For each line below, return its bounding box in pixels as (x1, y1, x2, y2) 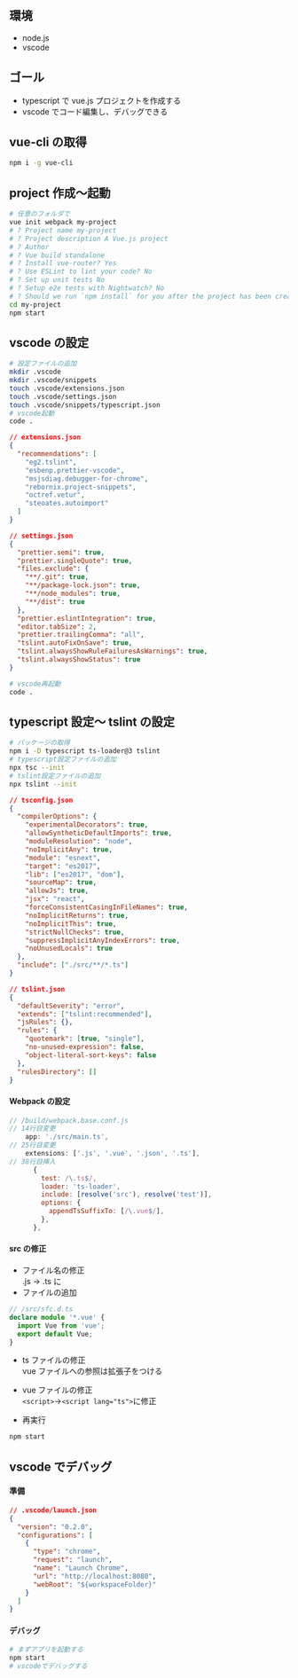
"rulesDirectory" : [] (17, 1067, 98, 1076)
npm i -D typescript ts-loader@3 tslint (9, 747, 161, 756)
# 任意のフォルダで (9, 209, 71, 219)
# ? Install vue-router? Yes (9, 259, 117, 268)
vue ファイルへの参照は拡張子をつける (21, 1366, 163, 1376)
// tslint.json (9, 984, 66, 993)
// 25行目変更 (9, 1141, 56, 1150)
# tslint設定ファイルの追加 (9, 771, 101, 780)
